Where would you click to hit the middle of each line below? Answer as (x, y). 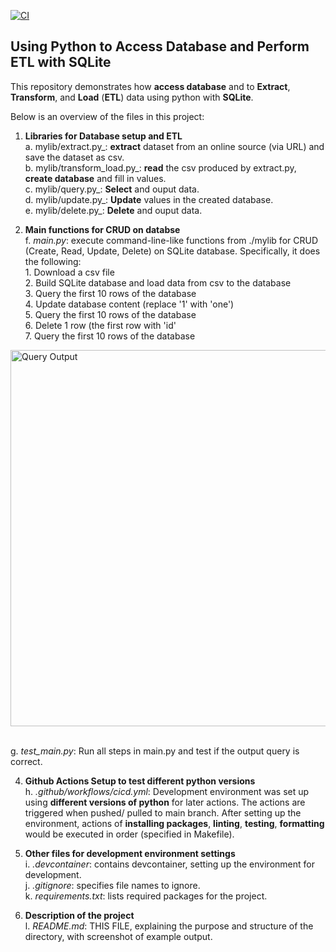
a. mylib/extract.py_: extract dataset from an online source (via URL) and (174, 146)
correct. (26, 761)
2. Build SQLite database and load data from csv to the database (158, 282)
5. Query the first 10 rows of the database (110, 314)
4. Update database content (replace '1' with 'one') (129, 304)
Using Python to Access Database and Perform (160, 46)
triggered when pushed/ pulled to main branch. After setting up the (163, 812)
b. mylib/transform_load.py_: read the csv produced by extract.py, (160, 167)
